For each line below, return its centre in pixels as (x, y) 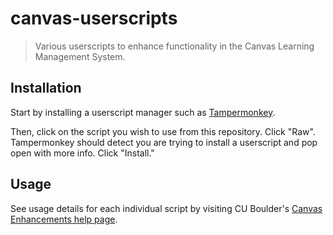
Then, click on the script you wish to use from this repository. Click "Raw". (163, 131)
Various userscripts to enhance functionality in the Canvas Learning (174, 46)
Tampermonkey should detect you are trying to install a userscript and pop (164, 142)
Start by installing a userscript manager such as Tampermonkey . (143, 112)
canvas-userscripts (94, 18)
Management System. (80, 56)
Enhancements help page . (64, 219)
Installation (46, 88)
